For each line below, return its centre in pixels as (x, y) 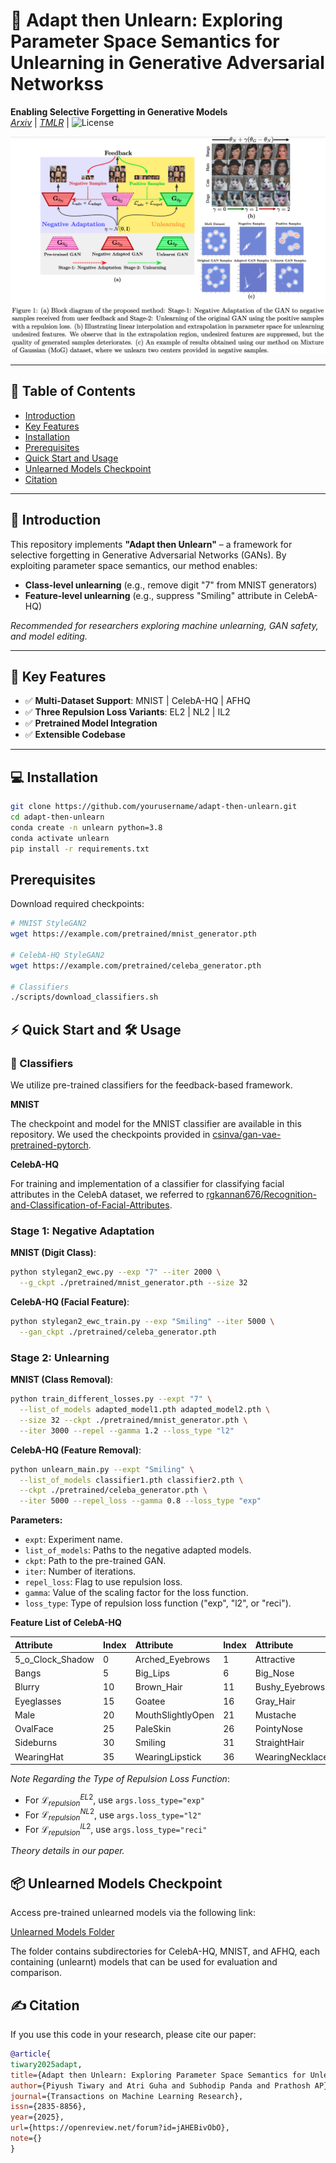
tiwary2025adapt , (46, 2064)
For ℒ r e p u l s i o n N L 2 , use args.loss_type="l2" (113, 1815)
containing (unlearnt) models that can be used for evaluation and (144, 1962)
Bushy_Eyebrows (290, 1687)
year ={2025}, (37, 2117)
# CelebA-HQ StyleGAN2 (57, 955)
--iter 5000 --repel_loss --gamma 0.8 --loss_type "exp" (140, 1501)
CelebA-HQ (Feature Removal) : (76, 1450)
